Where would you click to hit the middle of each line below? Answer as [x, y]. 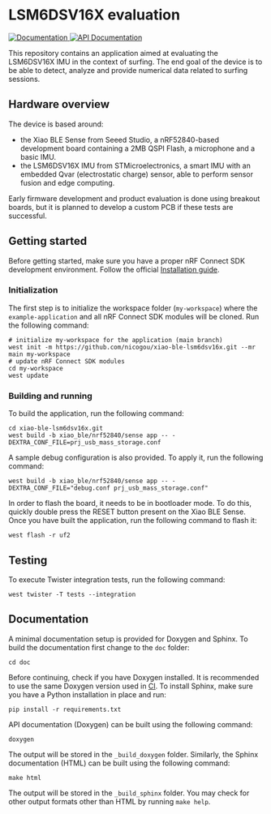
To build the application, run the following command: [96, 413]
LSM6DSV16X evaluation [95, 15]
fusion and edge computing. [67, 182]
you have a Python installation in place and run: [87, 694]
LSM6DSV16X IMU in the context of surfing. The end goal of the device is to [135, 62]
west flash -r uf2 [39, 536]
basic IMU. [38, 156]
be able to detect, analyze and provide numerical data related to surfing [128, 70]
